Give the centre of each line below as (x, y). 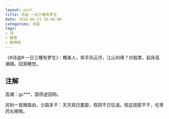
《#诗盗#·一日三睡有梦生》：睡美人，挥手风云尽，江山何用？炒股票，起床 (80, 57)
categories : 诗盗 (23, 24)
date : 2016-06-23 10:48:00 (33, 19)
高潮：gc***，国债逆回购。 (33, 94)
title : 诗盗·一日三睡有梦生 (31, 15)
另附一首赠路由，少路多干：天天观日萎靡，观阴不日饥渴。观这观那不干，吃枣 (84, 105)
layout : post (19, 10)
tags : (11, 29)
